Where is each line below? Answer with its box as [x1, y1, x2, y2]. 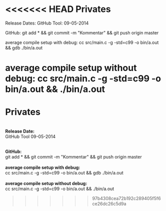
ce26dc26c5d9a [92, 201, 126, 207]
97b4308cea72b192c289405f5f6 [92, 195, 161, 201]
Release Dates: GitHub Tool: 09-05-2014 [5, 20, 89, 26]
